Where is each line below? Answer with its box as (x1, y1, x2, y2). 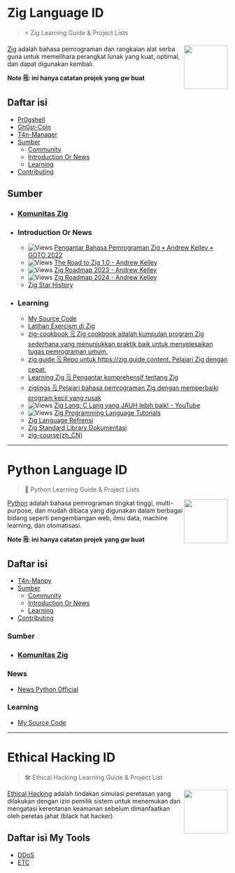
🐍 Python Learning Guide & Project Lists (24, 485, 140, 494)
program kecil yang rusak (27, 393, 101, 402)
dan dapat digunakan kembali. (7, 60, 94, 68)
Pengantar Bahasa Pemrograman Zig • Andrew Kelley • (54, 243, 213, 252)
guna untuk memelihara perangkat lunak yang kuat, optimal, (7, 52, 180, 60)
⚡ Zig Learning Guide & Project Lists (24, 28, 129, 36)
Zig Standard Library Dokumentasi (27, 423, 127, 432)
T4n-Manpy (17, 576, 52, 585)
